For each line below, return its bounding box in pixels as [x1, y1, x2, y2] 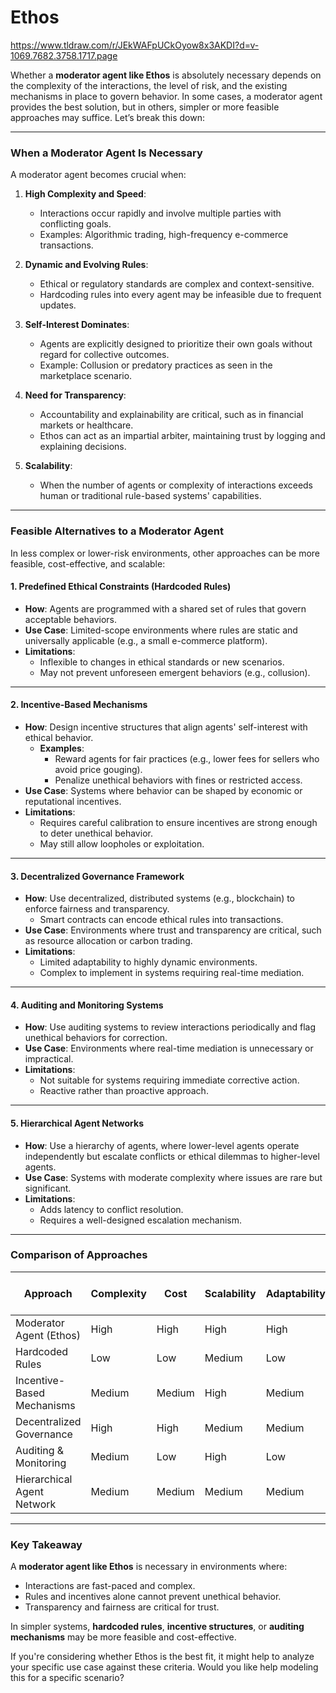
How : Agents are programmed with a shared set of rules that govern [24, 602, 307, 615]
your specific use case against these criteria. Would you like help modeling [10, 1661, 319, 1673]
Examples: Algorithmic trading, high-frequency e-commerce [39, 229, 289, 241]
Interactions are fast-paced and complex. [24, 1580, 196, 1592]
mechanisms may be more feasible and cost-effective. [10, 1631, 237, 1643]
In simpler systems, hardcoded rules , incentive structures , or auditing [10, 1621, 305, 1633]
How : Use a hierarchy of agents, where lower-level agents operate [24, 1139, 300, 1151]
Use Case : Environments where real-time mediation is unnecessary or [24, 1042, 314, 1055]
